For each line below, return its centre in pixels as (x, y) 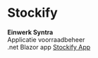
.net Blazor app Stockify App (49, 47)
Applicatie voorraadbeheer (46, 39)
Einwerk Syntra (30, 32)
